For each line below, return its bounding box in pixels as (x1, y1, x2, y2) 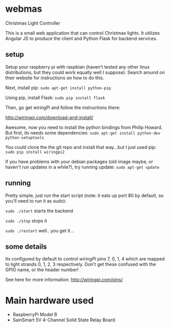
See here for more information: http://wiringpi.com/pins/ (5, 277, 123, 283)
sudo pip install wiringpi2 (5, 149, 65, 155)
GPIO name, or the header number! (5, 267, 79, 273)
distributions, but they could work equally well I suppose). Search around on (5, 69, 165, 75)
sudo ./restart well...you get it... (5, 227, 74, 233)
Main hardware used (5, 295, 94, 306)
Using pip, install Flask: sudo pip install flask (5, 94, 105, 100)
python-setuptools (5, 135, 44, 140)
